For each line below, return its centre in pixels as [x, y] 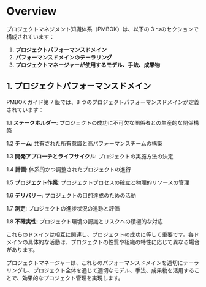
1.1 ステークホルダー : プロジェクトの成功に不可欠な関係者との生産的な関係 [100, 122]
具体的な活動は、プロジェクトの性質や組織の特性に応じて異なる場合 [113, 242]
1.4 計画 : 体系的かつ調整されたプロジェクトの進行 [69, 169]
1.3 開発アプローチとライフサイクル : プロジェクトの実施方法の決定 [90, 156]
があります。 [22, 250]
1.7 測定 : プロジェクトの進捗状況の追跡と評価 [63, 208]
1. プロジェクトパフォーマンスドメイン [79, 86]
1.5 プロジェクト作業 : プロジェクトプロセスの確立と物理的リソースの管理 [98, 182]
